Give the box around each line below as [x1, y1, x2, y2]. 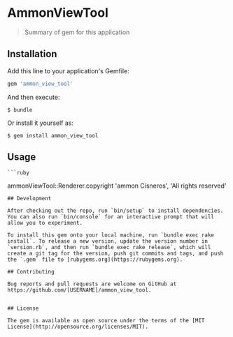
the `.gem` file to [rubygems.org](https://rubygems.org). [7, 256, 183, 263]
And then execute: [7, 93, 60, 101]
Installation [7, 48, 57, 60]
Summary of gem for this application [24, 28, 130, 36]
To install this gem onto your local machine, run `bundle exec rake [7, 232, 215, 239]
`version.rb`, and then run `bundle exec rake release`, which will [7, 244, 211, 251]
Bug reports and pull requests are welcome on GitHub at [7, 280, 177, 287]
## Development [7, 195, 52, 202]
